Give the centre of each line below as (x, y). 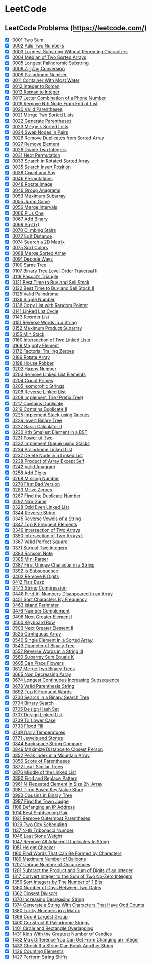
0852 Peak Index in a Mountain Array (51, 755)
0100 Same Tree (29, 265)
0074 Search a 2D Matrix (38, 242)
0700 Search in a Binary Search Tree (51, 697)
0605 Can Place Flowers (38, 663)
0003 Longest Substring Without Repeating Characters (70, 52)
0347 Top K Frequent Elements (44, 525)
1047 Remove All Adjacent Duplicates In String (60, 841)
